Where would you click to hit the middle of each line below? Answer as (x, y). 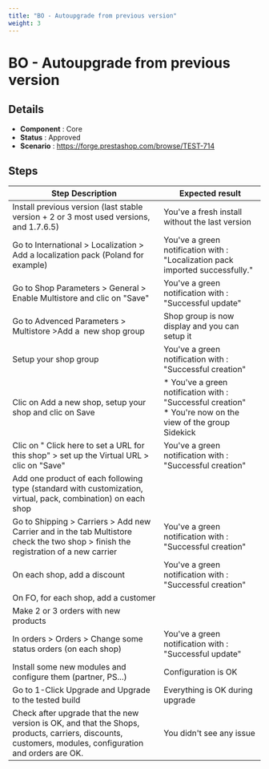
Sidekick (180, 432)
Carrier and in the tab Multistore (72, 532)
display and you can (201, 326)
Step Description (84, 193)
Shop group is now (199, 316)
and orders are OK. (48, 753)
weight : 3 (25, 23)
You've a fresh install (203, 212)
